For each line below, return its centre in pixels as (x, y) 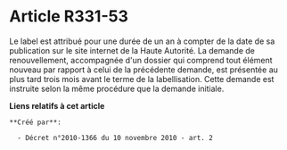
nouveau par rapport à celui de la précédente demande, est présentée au (144, 70)
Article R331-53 (69, 17)
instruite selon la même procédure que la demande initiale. (117, 88)
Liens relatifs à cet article (57, 105)
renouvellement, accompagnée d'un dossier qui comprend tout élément (141, 60)
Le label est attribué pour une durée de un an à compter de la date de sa (142, 41)
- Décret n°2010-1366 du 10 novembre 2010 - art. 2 (115, 137)
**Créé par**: (36, 122)
